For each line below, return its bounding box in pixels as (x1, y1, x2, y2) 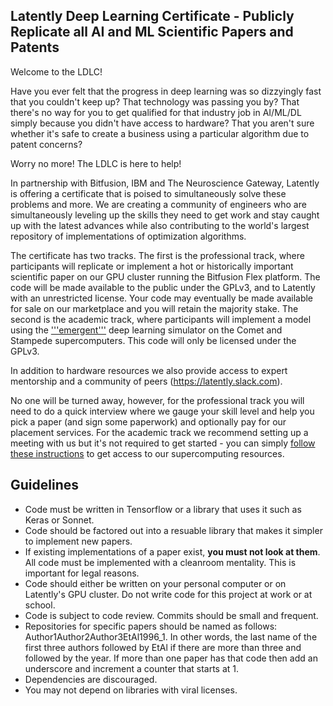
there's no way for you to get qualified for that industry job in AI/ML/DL (10, 106, 302, 118)
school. (24, 599, 56, 611)
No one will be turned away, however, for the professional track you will (10, 394, 305, 406)
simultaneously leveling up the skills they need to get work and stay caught (10, 209, 320, 221)
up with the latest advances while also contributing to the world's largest (10, 219, 310, 231)
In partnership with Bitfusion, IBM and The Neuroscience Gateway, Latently (10, 177, 320, 189)
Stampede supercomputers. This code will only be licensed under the (10, 334, 297, 346)
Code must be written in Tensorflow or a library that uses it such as (24, 503, 302, 515)
